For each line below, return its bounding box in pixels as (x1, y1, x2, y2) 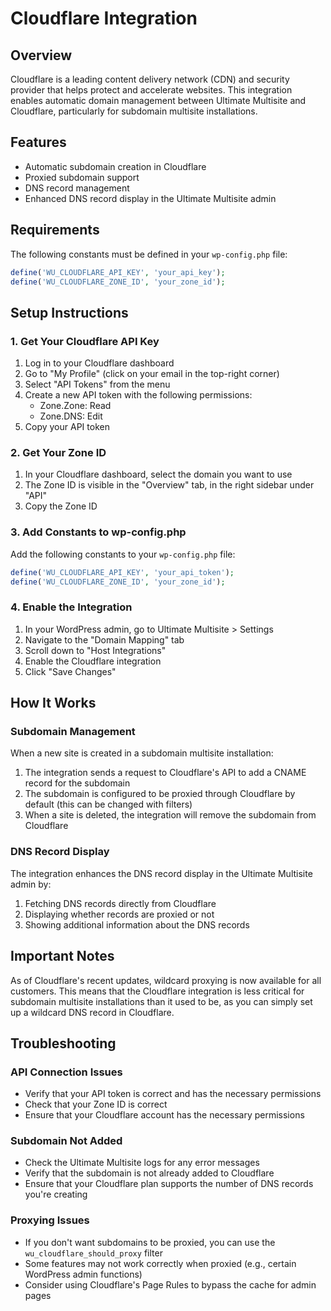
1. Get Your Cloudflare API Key (10, 334, 160, 348)
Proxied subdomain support (24, 171, 140, 183)
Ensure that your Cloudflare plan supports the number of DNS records (24, 1178, 314, 1190)
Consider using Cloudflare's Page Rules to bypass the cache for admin (24, 1278, 317, 1291)
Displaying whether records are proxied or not (24, 908, 215, 920)
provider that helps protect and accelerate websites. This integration (10, 84, 293, 96)
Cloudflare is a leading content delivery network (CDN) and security (10, 73, 290, 85)
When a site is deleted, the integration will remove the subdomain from (24, 809, 317, 821)
